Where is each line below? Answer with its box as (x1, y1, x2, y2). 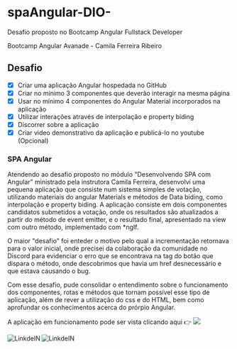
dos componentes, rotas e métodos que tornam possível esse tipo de (7, 288, 210, 297)
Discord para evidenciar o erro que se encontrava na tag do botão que (7, 252, 214, 260)
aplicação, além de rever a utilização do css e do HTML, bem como (7, 296, 204, 304)
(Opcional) (17, 136, 49, 145)
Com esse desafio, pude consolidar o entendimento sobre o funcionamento (7, 281, 228, 289)
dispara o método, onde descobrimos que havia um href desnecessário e (7, 260, 222, 268)
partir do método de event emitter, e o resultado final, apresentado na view (7, 216, 226, 224)
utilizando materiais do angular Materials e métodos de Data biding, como (7, 193, 224, 201)
